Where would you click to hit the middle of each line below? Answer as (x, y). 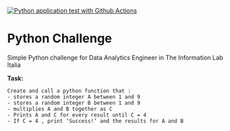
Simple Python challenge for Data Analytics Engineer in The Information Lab (115, 57)
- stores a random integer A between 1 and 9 (74, 97)
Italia (14, 65)
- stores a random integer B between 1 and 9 (74, 103)
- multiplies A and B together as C (60, 109)
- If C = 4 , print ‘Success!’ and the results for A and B (96, 121)
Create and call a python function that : (69, 91)
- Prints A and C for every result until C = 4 (77, 115)
